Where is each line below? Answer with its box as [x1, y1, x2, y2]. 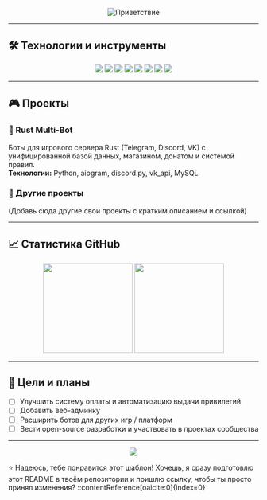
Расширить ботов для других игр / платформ [19, 415, 173, 424]
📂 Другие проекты [8, 188, 84, 199]
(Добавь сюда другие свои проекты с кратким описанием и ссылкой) [8, 205, 248, 215]
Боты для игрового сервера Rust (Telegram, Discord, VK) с [8, 143, 206, 152]
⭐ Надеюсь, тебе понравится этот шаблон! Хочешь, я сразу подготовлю [8, 463, 254, 472]
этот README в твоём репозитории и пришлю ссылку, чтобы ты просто [8, 474, 252, 483]
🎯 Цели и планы [8, 376, 90, 389]
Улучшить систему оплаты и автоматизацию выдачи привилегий [19, 396, 242, 406]
